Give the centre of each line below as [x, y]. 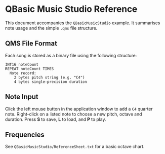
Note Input [22, 97]
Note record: [23, 73]
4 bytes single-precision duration [51, 82]
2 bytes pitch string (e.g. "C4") [49, 77]
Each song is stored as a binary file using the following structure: [71, 55]
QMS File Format [31, 44]
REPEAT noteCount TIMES [30, 69]
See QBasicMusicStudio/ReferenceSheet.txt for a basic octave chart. [75, 147]
